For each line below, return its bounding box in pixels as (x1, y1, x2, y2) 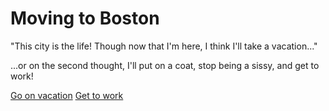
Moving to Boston (10, 7, 160, 30)
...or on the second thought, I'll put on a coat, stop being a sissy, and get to (10, 59, 320, 71)
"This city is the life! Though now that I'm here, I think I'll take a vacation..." (10, 40, 318, 52)
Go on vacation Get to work (10, 89, 124, 101)
